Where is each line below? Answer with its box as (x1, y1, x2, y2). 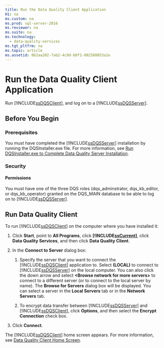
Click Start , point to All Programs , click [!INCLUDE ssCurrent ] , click (12, 233, 149, 239)
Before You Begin (5, 114, 59, 123)
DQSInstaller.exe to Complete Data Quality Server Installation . (5, 151, 129, 156)
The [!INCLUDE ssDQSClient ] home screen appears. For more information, (5, 332, 154, 338)
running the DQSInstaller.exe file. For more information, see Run (5, 145, 134, 151)
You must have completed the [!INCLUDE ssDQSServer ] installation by (5, 140, 146, 146)
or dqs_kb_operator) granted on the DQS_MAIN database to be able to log (5, 191, 154, 197)
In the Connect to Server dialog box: (12, 247, 87, 253)
